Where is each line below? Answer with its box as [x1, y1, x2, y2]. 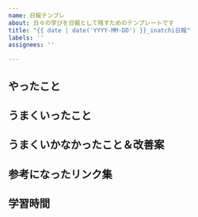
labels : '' [8, 33, 44, 42]
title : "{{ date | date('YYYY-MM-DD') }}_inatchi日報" [8, 26, 191, 34]
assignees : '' [8, 41, 55, 49]
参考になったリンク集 [8, 167, 112, 181]
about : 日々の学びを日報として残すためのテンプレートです [8, 19, 174, 27]
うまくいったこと [8, 108, 92, 122]
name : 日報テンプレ [8, 11, 65, 20]
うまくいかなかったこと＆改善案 [8, 138, 165, 151]
